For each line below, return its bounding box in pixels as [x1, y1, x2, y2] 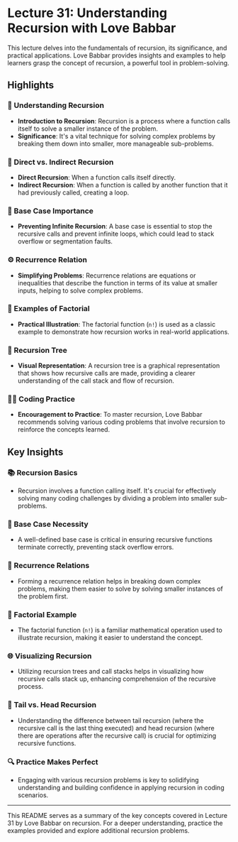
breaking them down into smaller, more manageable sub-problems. [17, 139, 214, 148]
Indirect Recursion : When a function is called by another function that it [17, 180, 228, 189]
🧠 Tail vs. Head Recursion [7, 700, 97, 710]
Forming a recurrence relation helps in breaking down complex [17, 576, 201, 585]
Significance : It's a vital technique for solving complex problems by [17, 131, 216, 140]
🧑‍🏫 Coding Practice [7, 394, 76, 404]
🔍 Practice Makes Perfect [7, 757, 98, 767]
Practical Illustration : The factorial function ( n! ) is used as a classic [17, 319, 216, 328]
